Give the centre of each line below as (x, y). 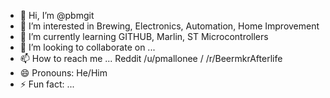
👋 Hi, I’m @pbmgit (57, 15)
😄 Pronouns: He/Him (63, 73)
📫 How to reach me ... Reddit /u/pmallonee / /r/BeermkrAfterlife (151, 58)
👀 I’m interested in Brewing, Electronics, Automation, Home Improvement (169, 26)
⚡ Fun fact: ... (47, 84)
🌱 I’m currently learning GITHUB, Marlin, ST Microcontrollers (144, 36)
